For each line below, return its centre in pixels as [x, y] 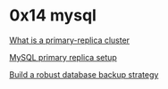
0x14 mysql [53, 16]
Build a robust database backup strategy [84, 74]
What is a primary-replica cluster [70, 40]
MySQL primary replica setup [63, 57]
